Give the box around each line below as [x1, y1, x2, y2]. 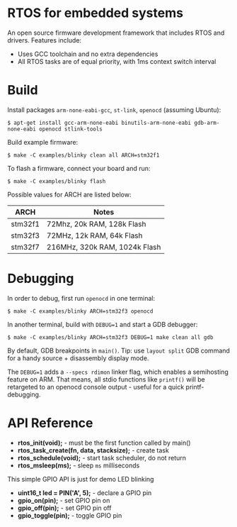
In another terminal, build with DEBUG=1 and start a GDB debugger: [7, 320, 198, 328]
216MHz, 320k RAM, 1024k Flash [46, 242, 161, 252]
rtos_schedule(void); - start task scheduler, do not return [17, 453, 186, 462]
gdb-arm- [194, 119, 220, 126]
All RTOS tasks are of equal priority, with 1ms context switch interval [17, 57, 216, 65]
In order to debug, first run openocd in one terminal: [7, 294, 156, 302]
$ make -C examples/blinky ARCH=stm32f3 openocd [7, 307, 154, 315]
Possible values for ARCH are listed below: [7, 190, 132, 199]
